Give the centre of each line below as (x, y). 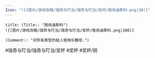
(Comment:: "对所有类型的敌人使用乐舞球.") (47, 40)
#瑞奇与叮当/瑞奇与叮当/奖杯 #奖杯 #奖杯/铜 (51, 50)
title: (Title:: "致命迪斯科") (37, 25)
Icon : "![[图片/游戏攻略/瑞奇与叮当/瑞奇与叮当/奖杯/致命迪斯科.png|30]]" (78, 10)
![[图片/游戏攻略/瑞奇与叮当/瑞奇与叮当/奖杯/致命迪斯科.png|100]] (70, 30)
